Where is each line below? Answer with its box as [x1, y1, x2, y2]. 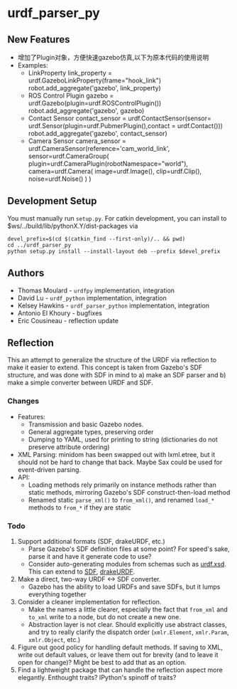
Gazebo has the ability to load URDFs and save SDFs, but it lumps [28, 582, 221, 591]
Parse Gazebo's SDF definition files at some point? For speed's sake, [28, 545, 231, 553]
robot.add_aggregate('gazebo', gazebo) [28, 107, 145, 115]
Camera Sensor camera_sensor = [28, 137, 126, 145]
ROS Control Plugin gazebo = [28, 91, 114, 100]
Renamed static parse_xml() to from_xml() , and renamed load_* [28, 495, 215, 504]
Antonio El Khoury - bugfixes [17, 308, 103, 317]
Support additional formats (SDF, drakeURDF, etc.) [17, 537, 165, 546]
